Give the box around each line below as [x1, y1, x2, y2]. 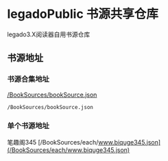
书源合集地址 [7, 75, 50, 84]
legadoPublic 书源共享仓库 [7, 6, 159, 22]
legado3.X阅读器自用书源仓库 [7, 30, 91, 38]
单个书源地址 [7, 121, 50, 131]
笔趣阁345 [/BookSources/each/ [7, 138, 99, 146]
